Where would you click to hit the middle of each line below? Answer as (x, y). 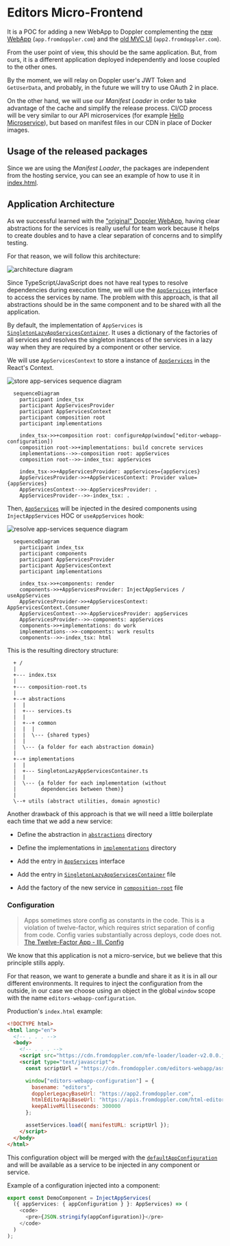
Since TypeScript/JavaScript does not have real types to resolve (98, 282)
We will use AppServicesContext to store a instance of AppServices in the (109, 360)
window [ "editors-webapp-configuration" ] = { (90, 1081)
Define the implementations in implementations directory (97, 847)
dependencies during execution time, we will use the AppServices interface (112, 290)
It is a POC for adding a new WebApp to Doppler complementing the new (110, 32)
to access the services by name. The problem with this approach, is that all (113, 297)
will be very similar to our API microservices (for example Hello (95, 115)
